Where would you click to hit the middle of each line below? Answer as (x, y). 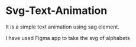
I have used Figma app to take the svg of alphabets (68, 38)
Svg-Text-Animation (56, 11)
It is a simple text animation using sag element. (62, 27)
